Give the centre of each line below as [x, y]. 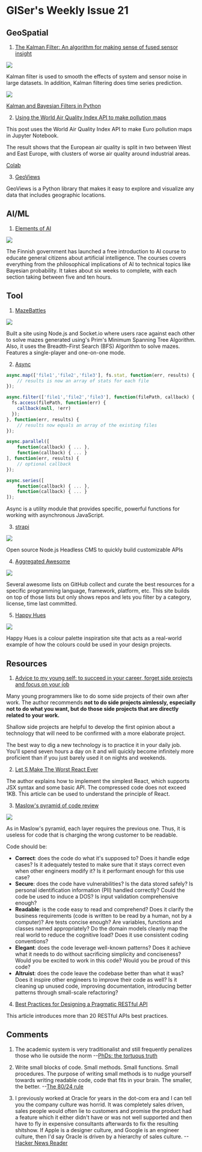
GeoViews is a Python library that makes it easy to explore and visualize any [100, 188]
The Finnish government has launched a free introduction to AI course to [96, 251]
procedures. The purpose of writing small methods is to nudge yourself [103, 1073]
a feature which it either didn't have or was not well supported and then [103, 1117]
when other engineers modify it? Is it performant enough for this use [99, 871]
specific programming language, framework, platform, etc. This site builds [98, 591]
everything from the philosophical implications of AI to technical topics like [99, 264]
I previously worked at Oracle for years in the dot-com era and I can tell [103, 1098]
